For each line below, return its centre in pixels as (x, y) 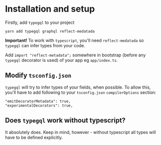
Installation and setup (50, 9)
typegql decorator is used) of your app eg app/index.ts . (61, 60)
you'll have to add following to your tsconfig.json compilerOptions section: (81, 92)
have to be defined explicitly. (34, 137)
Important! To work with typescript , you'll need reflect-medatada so (74, 40)
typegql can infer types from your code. (45, 45)
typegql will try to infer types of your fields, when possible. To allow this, (78, 87)
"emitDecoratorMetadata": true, (38, 101)
